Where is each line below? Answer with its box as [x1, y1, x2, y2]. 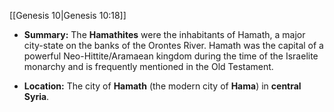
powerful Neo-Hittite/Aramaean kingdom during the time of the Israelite [23, 50, 319, 62]
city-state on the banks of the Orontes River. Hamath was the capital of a [23, 40, 324, 51]
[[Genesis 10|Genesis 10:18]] [9, 10, 127, 21]
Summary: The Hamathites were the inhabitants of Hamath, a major [23, 29, 306, 40]
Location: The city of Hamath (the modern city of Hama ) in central [23, 80, 302, 92]
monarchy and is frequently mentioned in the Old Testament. [23, 61, 274, 72]
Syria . [23, 91, 50, 102]
